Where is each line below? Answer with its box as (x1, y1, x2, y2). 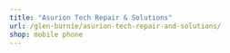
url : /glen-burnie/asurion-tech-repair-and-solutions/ (9, 22, 222, 31)
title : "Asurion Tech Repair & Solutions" (9, 13, 173, 22)
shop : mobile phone (9, 30, 84, 39)
